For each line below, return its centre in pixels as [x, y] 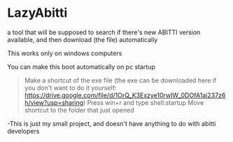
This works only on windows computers [65, 53]
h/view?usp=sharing [54, 102]
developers [23, 131]
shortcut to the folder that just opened [79, 110]
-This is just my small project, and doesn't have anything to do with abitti [112, 123]
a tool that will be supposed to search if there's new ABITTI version [104, 32]
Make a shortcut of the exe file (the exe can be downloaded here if [120, 80]
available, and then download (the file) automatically [83, 39]
